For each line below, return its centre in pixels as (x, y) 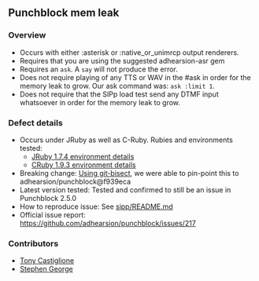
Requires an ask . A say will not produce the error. (99, 69)
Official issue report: (53, 214)
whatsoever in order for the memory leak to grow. (100, 102)
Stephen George (46, 269)
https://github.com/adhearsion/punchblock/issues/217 (108, 223)
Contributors (33, 243)
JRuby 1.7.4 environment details (83, 156)
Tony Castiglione (47, 261)
